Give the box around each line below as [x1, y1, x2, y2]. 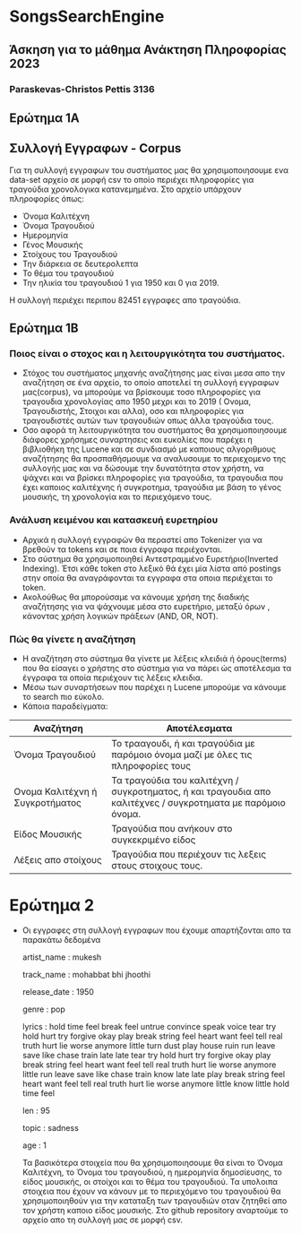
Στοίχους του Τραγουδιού [21, 248, 118, 259]
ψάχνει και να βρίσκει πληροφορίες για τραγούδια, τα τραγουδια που [21, 472, 284, 483]
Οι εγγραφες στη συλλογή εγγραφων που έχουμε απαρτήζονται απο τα [21, 925, 291, 936]
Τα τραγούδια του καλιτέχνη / [111, 773, 239, 786]
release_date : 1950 [21, 986, 94, 997]
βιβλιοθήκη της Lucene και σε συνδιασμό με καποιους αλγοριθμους [21, 444, 276, 454]
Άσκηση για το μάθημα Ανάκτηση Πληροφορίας [9, 42, 287, 57]
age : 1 [21, 1140, 47, 1151]
